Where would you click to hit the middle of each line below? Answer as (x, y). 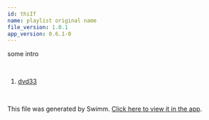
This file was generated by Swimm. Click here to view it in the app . (105, 109)
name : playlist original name (52, 21)
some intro (23, 54)
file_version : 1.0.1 (38, 27)
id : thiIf (22, 14)
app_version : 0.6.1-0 (39, 34)
